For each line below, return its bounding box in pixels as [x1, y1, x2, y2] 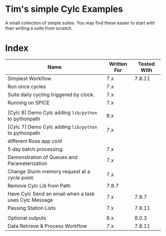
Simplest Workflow [7, 75, 51, 82]
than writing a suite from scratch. [5, 25, 73, 31]
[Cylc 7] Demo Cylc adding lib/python [7, 123, 97, 130]
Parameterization [7, 160, 47, 167]
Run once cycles [7, 83, 46, 90]
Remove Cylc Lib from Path [7, 182, 71, 189]
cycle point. [7, 174, 35, 181]
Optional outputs [7, 214, 46, 221]
